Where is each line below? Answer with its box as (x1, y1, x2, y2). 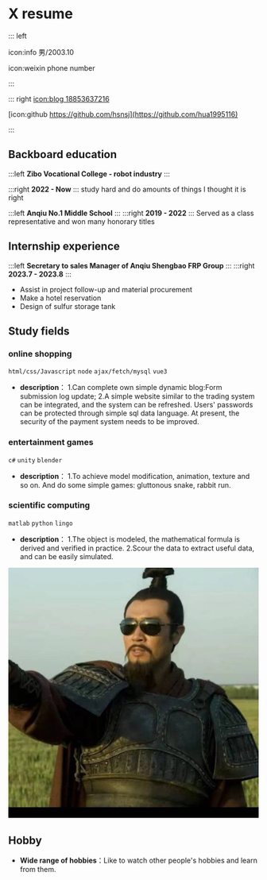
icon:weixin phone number (8, 63, 95, 72)
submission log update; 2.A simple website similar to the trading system (19, 392, 255, 401)
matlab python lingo (8, 519, 73, 527)
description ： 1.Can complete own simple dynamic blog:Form (19, 383, 222, 392)
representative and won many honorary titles (8, 216, 155, 226)
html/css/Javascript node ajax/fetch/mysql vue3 (8, 368, 168, 376)
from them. (19, 865, 56, 874)
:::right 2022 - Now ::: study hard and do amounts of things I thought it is (8, 184, 246, 194)
